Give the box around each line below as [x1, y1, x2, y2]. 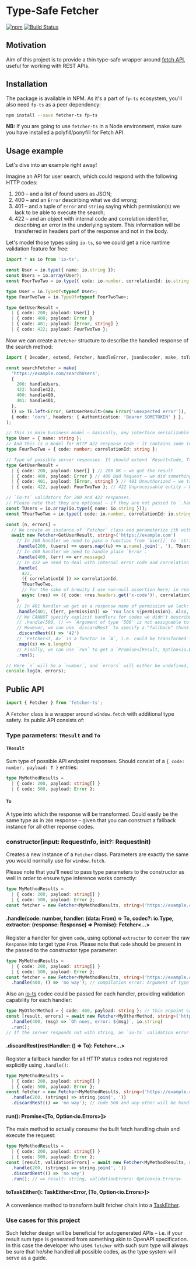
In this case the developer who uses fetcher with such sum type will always [6, 1242, 188, 1249]
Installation [6, 79, 48, 89]
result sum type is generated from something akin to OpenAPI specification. [6, 1235, 188, 1242]
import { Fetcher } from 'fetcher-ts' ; [6, 700, 103, 706]
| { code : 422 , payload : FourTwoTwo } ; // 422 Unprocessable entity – [11, 484, 187, 490]
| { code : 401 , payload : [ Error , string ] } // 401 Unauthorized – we [11, 479, 184, 485]
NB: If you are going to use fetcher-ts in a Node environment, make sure [6, 123, 182, 130]
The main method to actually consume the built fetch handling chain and [6, 1125, 180, 1133]
